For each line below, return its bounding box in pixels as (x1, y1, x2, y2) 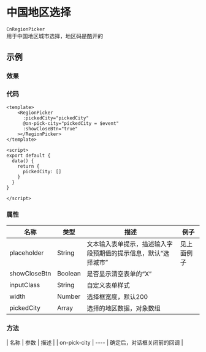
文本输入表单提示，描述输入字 (86, 239, 173, 248)
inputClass (9, 280, 40, 289)
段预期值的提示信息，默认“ (86, 249, 164, 257)
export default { (6, 152, 51, 159)
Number (57, 292, 81, 301)
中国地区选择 (6, 6, 72, 20)
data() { (12, 157, 34, 164)
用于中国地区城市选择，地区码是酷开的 (6, 32, 103, 40)
